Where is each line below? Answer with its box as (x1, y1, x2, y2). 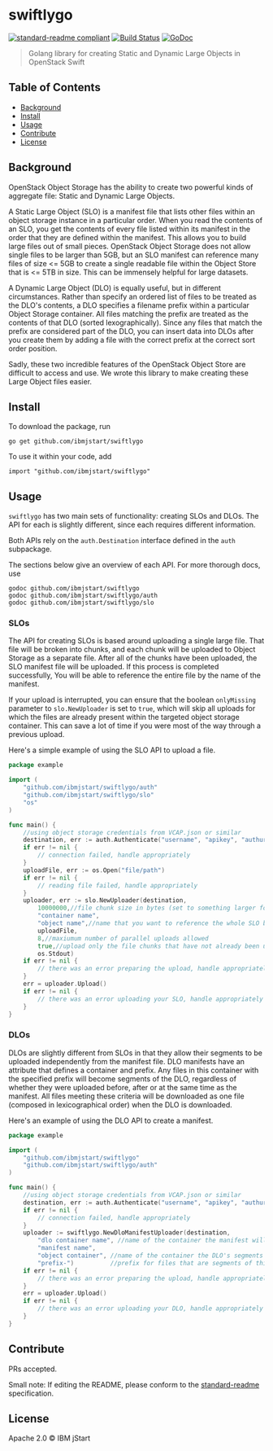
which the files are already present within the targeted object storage (8, 712, 240, 722)
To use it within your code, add (8, 452, 112, 462)
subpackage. (8, 544, 53, 555)
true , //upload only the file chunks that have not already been (37, 942, 260, 950)
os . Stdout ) (37, 949, 75, 958)
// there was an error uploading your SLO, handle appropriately (37, 995, 264, 1003)
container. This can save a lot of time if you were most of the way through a (8, 721, 262, 730)
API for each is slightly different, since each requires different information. (8, 519, 256, 530)
